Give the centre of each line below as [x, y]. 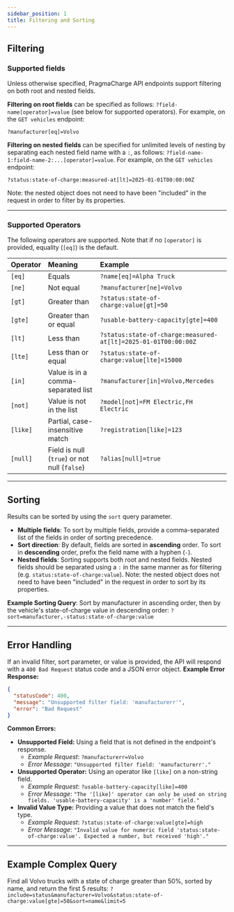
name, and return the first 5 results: [58, 889]
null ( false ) [66, 468]
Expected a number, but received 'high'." [146, 837]
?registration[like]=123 [141, 430]
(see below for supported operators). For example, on [148, 112]
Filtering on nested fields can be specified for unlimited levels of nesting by [117, 145]
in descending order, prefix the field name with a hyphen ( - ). [105, 553]
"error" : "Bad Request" [48, 709]
